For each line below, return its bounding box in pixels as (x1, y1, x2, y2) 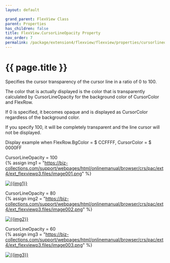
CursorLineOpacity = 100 (5, 154, 58, 160)
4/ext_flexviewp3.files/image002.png (5, 206, 83, 212)
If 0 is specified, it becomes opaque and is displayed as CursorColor (5, 109, 148, 115)
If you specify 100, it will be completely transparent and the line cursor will (5, 124, 160, 130)
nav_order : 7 (5, 35, 33, 40)
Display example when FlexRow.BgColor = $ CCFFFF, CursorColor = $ (5, 139, 152, 145)
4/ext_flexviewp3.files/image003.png (5, 242, 83, 248)
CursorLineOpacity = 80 (5, 190, 56, 196)
